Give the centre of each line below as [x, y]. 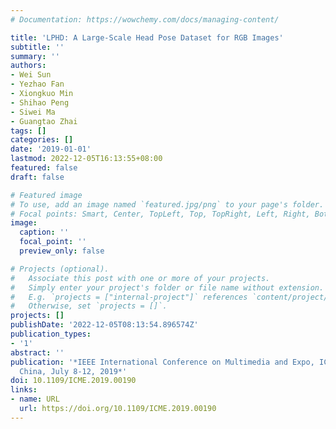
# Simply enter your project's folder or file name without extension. [167, 287]
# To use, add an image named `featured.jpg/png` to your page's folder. [167, 204]
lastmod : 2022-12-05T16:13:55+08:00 [86, 159]
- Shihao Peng [40, 102]
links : [24, 390]
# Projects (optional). [60, 269]
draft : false [37, 177]
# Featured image [46, 195]
